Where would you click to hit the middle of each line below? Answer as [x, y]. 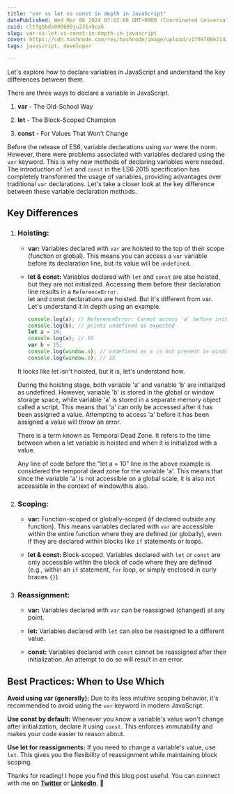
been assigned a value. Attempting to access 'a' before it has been [113, 414]
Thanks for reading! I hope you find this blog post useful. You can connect [114, 776]
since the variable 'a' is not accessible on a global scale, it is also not [116, 478]
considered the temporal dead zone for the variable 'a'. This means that [120, 471]
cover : [17, 40]
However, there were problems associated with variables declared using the [116, 154]
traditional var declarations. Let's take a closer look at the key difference [111, 184]
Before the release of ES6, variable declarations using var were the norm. [112, 147]
